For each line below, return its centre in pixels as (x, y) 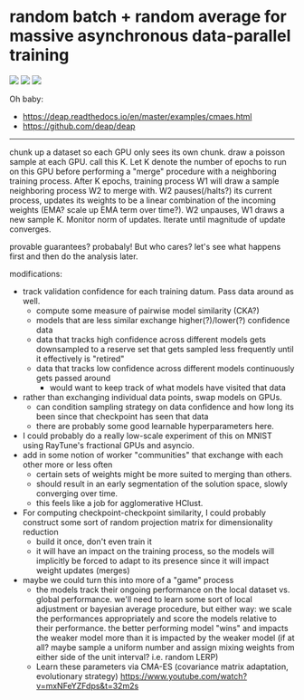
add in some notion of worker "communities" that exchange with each (152, 455)
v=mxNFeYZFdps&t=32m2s (87, 686)
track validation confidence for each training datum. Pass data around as (158, 291)
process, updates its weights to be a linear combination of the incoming (142, 200)
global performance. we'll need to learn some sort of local (144, 599)
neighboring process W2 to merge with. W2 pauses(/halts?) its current (141, 190)
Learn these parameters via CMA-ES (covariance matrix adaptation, (162, 666)
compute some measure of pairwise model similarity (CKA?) (147, 311)
